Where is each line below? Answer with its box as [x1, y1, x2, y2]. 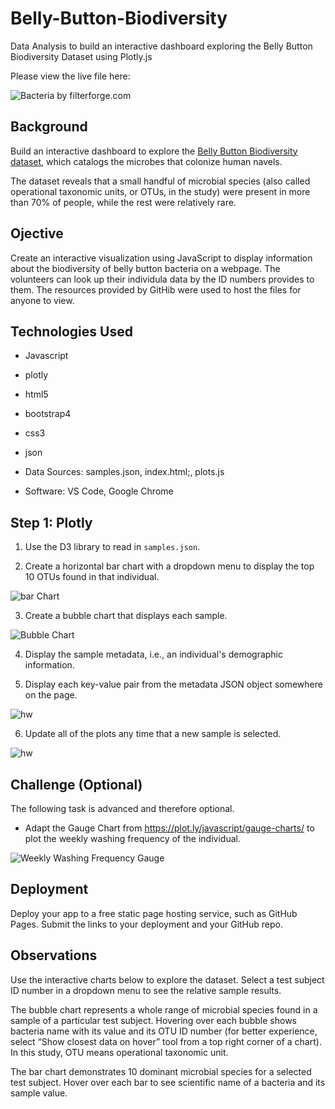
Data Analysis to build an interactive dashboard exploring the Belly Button [10, 40, 313, 52]
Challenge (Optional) [10, 776, 143, 793]
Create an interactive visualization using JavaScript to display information [10, 252, 313, 264]
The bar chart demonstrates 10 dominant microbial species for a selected [10, 1065, 312, 1077]
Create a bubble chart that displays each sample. [24, 610, 228, 622]
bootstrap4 [24, 408, 72, 420]
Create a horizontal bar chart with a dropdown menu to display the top [24, 560, 315, 572]
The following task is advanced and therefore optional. [10, 803, 235, 814]
